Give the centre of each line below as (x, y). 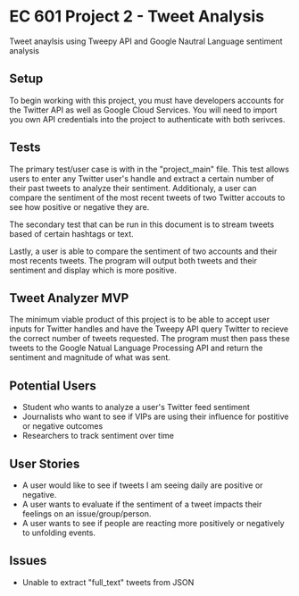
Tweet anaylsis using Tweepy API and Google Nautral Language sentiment (146, 41)
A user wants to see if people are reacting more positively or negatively (153, 523)
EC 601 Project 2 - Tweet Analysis (137, 17)
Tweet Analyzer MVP (69, 298)
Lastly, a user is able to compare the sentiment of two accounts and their (143, 251)
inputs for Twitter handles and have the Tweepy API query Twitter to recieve (149, 329)
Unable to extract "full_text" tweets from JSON (108, 582)
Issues (28, 561)
